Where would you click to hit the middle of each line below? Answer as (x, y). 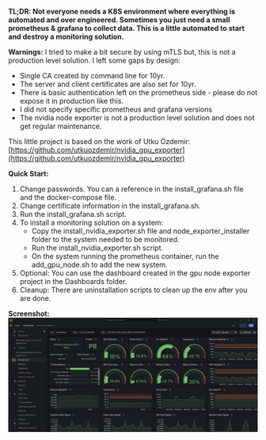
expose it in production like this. (72, 101)
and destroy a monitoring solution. (66, 36)
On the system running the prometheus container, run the (125, 256)
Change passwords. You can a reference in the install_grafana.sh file (131, 189)
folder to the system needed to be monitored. (105, 239)
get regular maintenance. (61, 126)
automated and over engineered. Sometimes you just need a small (119, 20)
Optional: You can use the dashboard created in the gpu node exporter (135, 273)
